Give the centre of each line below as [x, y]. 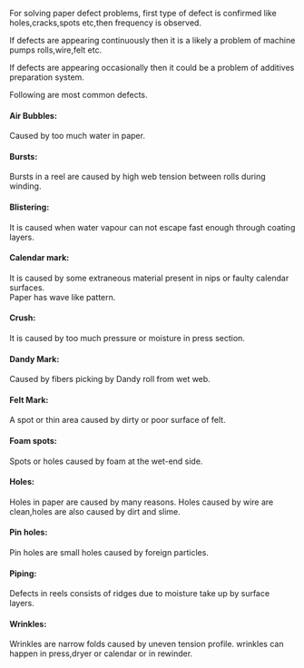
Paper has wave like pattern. [63, 297]
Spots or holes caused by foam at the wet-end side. [106, 461]
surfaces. [27, 287]
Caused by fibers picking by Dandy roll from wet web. [110, 379]
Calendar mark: [39, 258]
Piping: [23, 573]
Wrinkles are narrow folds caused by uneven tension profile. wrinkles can [147, 644]
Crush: [23, 318]
